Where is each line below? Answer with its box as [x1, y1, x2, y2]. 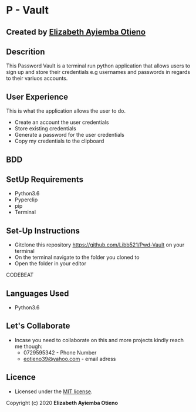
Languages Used [6, 288, 69, 298]
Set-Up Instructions [6, 225, 80, 235]
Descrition [6, 46, 45, 56]
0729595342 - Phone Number [23, 349, 97, 356]
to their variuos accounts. [6, 75, 68, 82]
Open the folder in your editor [14, 260, 87, 267]
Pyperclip [14, 196, 38, 203]
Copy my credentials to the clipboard [14, 137, 104, 144]
